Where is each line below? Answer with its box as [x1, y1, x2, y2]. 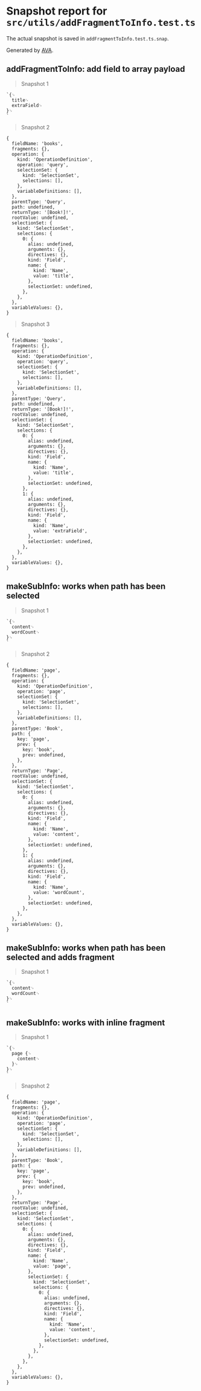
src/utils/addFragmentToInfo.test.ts [6, 17, 196, 28]
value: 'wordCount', [33, 889, 85, 895]
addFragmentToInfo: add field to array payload [6, 64, 185, 74]
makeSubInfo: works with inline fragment [6, 1017, 165, 1028]
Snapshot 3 [21, 320, 50, 328]
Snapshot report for [6, 4, 107, 18]
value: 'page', [33, 1263, 71, 1269]
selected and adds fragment [6, 952, 115, 962]
